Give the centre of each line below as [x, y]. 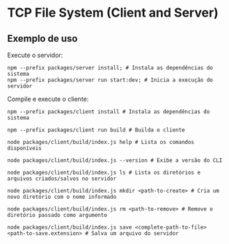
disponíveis [24, 148]
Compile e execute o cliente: [48, 99]
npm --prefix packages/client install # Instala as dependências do [109, 112]
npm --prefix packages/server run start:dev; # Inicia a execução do [110, 80]
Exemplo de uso [42, 39]
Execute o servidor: [35, 55]
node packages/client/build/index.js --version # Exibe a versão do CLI [115, 161]
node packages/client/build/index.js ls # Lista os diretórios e [104, 172]
